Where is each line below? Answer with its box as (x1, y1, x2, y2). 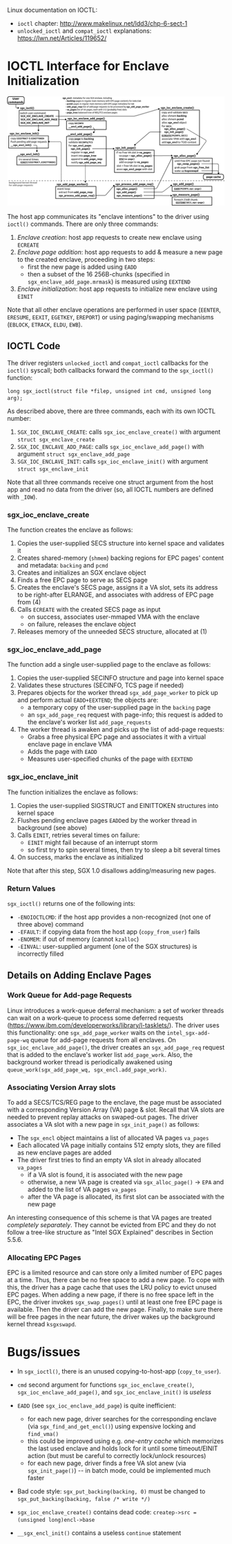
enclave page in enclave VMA (27, 740, 113, 748)
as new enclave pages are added (17, 1148, 112, 1157)
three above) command (17, 920, 84, 928)
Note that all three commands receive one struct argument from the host (7, 477, 214, 486)
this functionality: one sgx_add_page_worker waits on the (7, 1028, 166, 1037)
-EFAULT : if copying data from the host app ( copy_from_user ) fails (17, 927, 200, 936)
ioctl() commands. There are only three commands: (7, 220, 159, 228)
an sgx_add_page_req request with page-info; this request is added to (27, 710, 223, 719)
